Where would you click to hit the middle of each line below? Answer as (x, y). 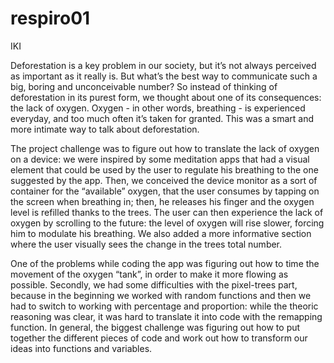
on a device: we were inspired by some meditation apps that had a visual (160, 159)
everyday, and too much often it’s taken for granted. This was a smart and (162, 118)
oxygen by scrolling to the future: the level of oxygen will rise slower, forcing (167, 223)
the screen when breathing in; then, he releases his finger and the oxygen (162, 201)
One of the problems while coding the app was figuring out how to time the (165, 263)
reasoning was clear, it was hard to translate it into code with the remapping (166, 316)
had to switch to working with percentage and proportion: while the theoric (164, 306)
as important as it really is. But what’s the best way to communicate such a (164, 76)
